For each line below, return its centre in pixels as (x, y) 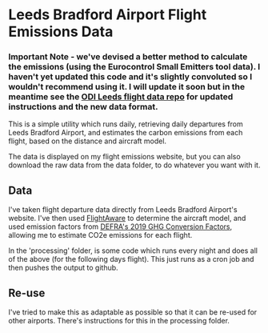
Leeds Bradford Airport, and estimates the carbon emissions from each (126, 133)
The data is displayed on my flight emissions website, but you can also (125, 157)
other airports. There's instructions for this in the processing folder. (119, 321)
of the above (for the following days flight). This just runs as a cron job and (131, 259)
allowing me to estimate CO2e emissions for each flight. (100, 235)
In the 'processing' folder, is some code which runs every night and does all (133, 251)
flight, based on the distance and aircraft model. (87, 141)
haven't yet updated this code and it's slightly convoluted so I (130, 77)
